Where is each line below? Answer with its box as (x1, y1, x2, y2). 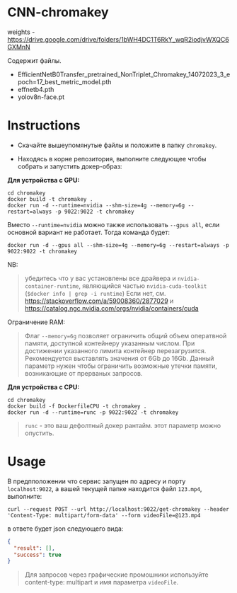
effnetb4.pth (17, 85, 54, 93)
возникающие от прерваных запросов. (24, 369, 143, 377)
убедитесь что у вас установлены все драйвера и (24, 274, 176, 282)
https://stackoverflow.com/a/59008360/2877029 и (24, 296, 174, 305)
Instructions (7, 117, 81, 134)
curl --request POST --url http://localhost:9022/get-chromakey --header (7, 505, 230, 513)
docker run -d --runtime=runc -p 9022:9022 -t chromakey (7, 408, 179, 416)
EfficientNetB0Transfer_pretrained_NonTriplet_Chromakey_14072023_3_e (17, 70, 231, 79)
